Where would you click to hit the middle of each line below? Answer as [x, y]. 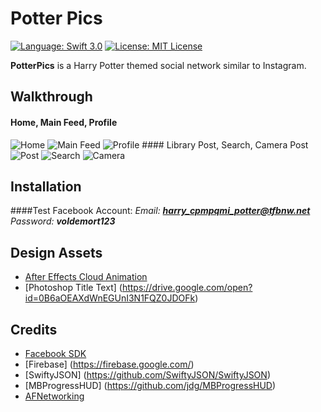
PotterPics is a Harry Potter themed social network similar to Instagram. [158, 65]
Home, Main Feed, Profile [64, 122]
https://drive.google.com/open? [187, 288]
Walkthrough [51, 97]
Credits [34, 329]
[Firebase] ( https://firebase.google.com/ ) [109, 364]
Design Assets [56, 252]
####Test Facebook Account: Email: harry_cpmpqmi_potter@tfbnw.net [160, 211]
